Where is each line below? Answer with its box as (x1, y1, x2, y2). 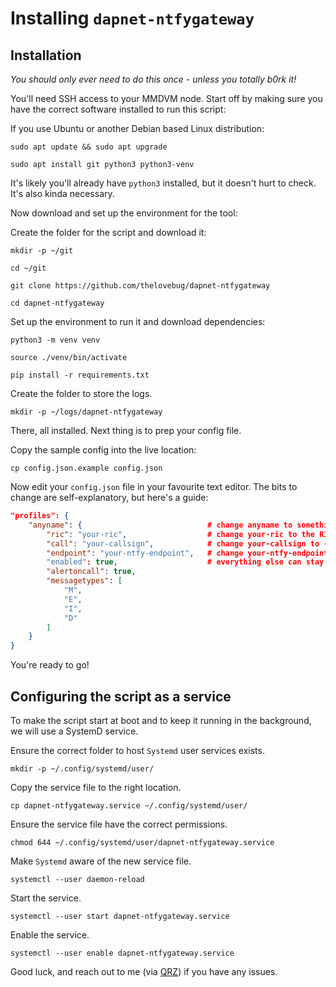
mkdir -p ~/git (10, 246, 74, 256)
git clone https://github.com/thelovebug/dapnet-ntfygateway (10, 281, 271, 291)
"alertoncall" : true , (46, 567, 137, 577)
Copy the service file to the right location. (10, 781, 182, 793)
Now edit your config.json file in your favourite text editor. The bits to (10, 481, 298, 492)
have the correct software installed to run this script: (10, 103, 227, 115)
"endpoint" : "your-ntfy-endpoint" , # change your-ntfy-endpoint (46, 548, 329, 558)
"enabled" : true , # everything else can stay (46, 557, 325, 567)
